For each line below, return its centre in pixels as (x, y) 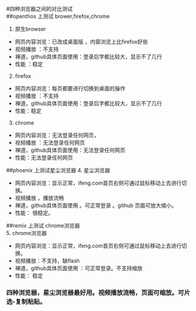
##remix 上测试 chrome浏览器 (43, 225)
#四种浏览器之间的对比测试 (40, 9)
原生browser (30, 29)
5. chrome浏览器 (27, 233)
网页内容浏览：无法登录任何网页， (57, 135)
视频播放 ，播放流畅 (39, 198)
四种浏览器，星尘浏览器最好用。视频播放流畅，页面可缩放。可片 (98, 292)
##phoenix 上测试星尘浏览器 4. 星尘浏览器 (58, 170)
